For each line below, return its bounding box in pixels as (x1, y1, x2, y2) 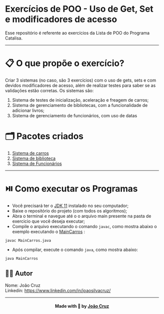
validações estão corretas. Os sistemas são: (5, 87, 94, 93)
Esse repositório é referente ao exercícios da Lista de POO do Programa (5, 30, 150, 36)
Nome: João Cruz (5, 282, 41, 288)
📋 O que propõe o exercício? (5, 58, 124, 69)
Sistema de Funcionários (12, 160, 62, 167)
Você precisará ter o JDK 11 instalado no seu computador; (12, 203, 129, 209)
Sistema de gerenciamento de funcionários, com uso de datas (12, 112, 138, 118)
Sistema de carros (12, 150, 49, 156)
